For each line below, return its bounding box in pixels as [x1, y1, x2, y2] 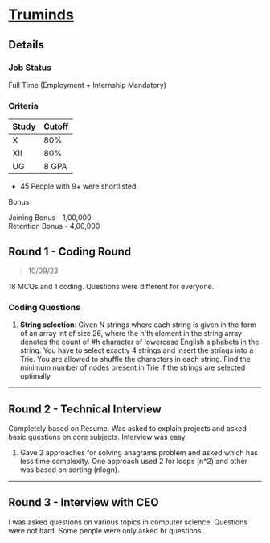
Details [8, 38, 44, 52]
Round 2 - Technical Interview [8, 402, 162, 416]
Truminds [8, 6, 74, 24]
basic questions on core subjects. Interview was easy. [8, 433, 187, 442]
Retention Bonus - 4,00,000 [8, 222, 100, 231]
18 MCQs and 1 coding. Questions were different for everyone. [8, 281, 215, 291]
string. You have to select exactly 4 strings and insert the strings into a [19, 346, 254, 355]
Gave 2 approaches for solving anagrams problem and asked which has [19, 448, 259, 458]
